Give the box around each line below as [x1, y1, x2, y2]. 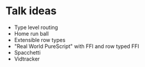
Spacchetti [14, 49, 41, 56]
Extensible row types [14, 36, 66, 43]
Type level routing [14, 24, 59, 31]
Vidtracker [14, 55, 40, 62]
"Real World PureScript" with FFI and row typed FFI [14, 43, 140, 50]
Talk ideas [5, 4, 57, 18]
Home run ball [14, 30, 49, 37]
